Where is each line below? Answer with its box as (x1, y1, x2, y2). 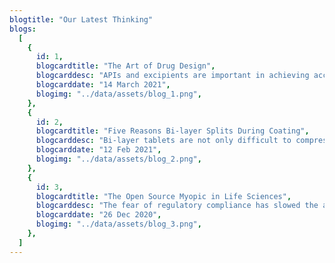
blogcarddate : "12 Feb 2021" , (35, 145, 162, 155)
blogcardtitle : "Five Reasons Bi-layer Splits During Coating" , (35, 126, 310, 136)
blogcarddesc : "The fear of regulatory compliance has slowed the (35, 201, 319, 211)
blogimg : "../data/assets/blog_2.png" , (35, 154, 202, 164)
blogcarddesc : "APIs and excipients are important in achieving (35, 71, 310, 81)
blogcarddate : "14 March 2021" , (35, 80, 171, 90)
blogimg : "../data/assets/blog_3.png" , (35, 219, 202, 230)
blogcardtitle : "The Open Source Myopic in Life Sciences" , (35, 191, 292, 201)
